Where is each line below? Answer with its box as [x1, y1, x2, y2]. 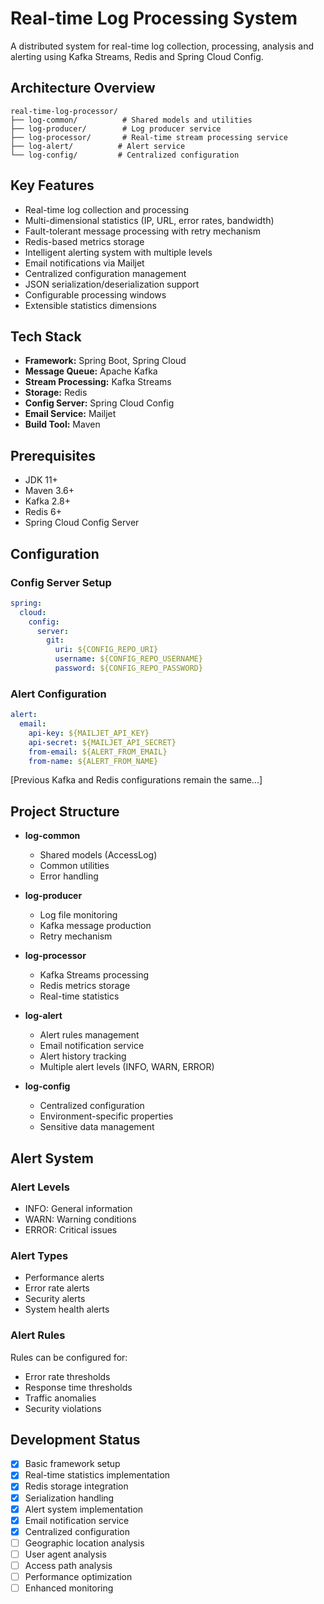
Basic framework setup [24, 1458, 121, 1470]
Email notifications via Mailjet [24, 257, 145, 269]
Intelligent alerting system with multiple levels [24, 246, 213, 258]
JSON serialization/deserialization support [24, 278, 200, 290]
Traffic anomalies [24, 1392, 97, 1404]
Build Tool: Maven [24, 418, 101, 431]
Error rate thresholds [24, 1370, 111, 1382]
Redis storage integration [24, 1480, 129, 1492]
